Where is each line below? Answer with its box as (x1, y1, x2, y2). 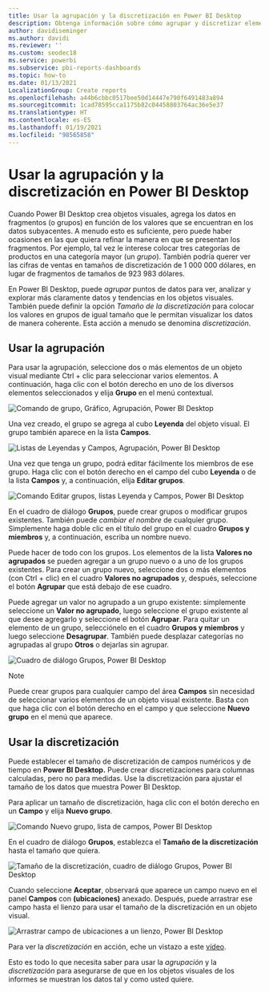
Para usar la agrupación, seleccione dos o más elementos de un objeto (8, 362, 243, 373)
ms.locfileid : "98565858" (8, 131, 94, 139)
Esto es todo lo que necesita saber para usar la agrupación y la (8, 958, 218, 967)
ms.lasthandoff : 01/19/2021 (8, 123, 102, 131)
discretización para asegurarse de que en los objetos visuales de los (8, 966, 235, 976)
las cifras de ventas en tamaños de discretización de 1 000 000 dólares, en (8, 260, 256, 269)
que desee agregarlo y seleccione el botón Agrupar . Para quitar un (8, 615, 230, 624)
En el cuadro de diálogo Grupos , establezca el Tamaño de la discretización (8, 837, 259, 847)
